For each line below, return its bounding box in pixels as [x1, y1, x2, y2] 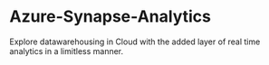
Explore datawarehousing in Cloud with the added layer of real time [9, 36, 261, 47]
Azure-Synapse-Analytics [9, 6, 211, 27]
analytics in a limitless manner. [9, 45, 124, 56]
